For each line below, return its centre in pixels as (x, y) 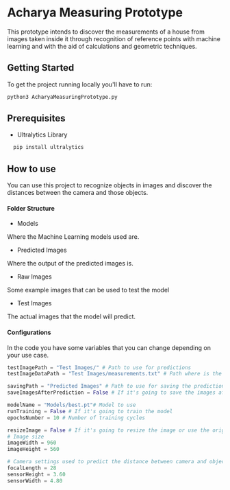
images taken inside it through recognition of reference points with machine (114, 38)
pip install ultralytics (49, 148)
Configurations (29, 332)
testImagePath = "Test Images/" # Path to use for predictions (99, 367)
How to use (31, 168)
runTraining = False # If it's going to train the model (90, 411)
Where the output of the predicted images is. (70, 264)
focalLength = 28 (32, 468)
